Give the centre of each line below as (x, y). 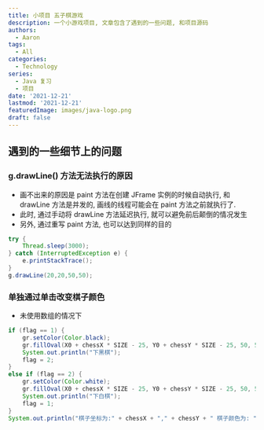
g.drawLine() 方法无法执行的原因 (71, 176)
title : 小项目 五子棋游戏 (46, 15)
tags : (17, 45)
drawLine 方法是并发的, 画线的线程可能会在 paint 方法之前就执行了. (128, 204)
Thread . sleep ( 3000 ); (56, 246)
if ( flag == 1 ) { (37, 331)
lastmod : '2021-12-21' (45, 103)
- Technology (37, 67)
